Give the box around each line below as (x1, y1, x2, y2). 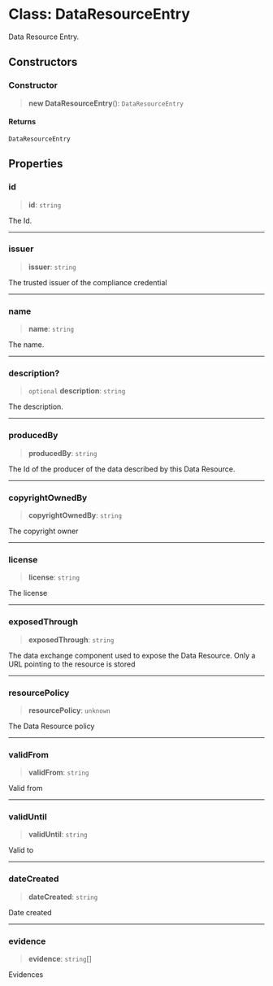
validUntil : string (28, 830, 88, 840)
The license (8, 589, 48, 598)
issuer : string (28, 262, 76, 271)
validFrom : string (28, 767, 89, 777)
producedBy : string (28, 448, 97, 458)
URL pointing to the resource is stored (8, 659, 136, 669)
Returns (8, 117, 37, 127)
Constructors (8, 55, 78, 69)
